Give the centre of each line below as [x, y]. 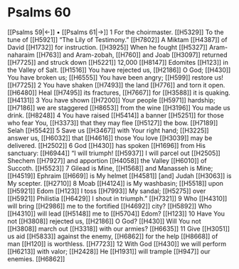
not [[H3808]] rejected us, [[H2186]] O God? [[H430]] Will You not [104, 221]
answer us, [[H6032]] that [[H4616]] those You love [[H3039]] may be [110, 138]
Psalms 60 [39, 12]
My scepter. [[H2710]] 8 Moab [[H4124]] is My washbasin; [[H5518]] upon [116, 183]
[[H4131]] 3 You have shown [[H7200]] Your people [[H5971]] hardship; [111, 100]
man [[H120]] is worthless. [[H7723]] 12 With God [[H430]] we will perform [117, 243]
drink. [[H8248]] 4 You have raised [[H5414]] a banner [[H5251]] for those [116, 115]
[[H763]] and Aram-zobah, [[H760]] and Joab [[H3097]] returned [132, 55]
